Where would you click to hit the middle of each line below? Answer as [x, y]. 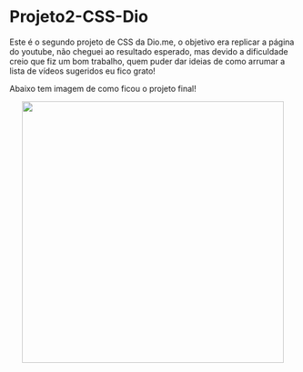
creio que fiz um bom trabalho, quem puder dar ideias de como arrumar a [147, 61]
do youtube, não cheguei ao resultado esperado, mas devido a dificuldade [149, 51]
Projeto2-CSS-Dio [79, 17]
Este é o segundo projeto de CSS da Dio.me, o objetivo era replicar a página [152, 42]
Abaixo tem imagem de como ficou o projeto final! [103, 88]
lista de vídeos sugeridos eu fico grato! [83, 71]
